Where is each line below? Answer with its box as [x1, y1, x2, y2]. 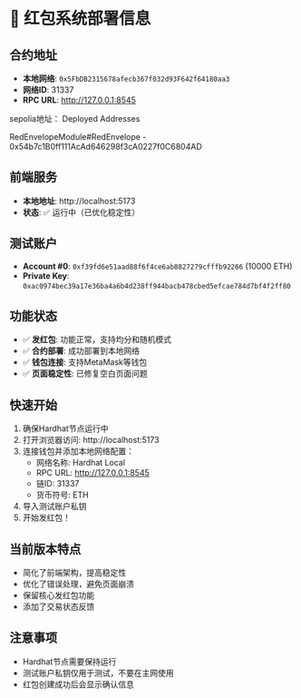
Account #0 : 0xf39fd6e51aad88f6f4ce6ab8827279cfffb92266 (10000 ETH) [22, 261, 293, 271]
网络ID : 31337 [22, 84, 74, 95]
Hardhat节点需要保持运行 [22, 655, 117, 667]
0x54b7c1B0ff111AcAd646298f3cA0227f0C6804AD [9, 142, 202, 152]
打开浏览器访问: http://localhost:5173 [22, 435, 160, 446]
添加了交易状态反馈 [22, 601, 95, 613]
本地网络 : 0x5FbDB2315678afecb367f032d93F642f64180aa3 [22, 74, 230, 84]
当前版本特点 [9, 541, 82, 556]
